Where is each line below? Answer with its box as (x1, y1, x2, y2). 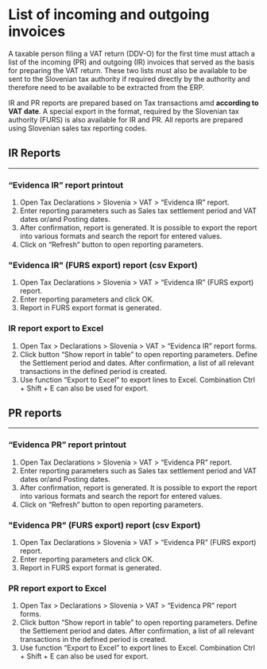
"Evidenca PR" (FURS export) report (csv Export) (8, 519, 201, 531)
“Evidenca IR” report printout (8, 179, 124, 190)
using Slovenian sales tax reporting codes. (8, 123, 148, 133)
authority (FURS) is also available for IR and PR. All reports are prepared (8, 115, 243, 124)
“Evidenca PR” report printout (8, 439, 127, 450)
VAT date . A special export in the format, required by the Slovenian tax (8, 106, 240, 116)
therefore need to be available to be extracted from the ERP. (8, 82, 205, 92)
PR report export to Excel (8, 582, 107, 593)
